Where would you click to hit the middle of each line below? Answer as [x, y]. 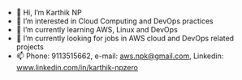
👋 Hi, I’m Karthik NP [49, 13]
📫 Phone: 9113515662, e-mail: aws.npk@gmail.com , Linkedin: [120, 56]
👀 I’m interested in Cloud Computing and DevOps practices [115, 21]
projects [30, 47]
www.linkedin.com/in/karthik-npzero [77, 67]
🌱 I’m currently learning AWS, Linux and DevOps [97, 29]
